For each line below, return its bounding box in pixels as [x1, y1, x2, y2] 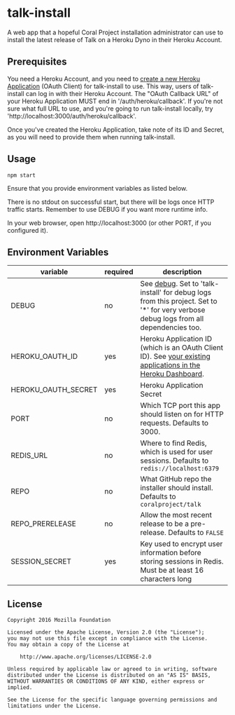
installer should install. [139, 483, 213, 493]
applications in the [139, 360, 201, 370]
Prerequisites [7, 56, 67, 68]
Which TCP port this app [139, 401, 221, 411]
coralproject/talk [139, 500, 201, 509]
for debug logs [163, 287, 212, 297]
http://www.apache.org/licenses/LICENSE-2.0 [20, 653, 152, 660]
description [162, 267, 202, 277]
